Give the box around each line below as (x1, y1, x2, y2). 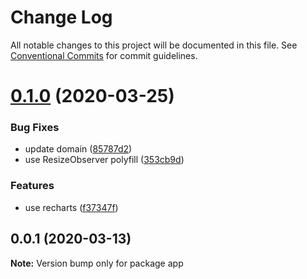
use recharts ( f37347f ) (24, 201, 119, 213)
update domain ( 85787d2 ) (24, 143, 133, 155)
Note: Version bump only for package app (10, 257, 184, 269)
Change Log (10, 6, 113, 29)
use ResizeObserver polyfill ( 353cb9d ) (24, 154, 185, 166)
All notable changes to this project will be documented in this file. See (10, 39, 298, 51)
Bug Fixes (10, 121, 60, 135)
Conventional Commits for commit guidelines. (10, 49, 198, 61)
